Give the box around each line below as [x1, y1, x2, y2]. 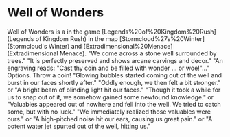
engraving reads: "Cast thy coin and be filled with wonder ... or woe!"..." [7, 64, 210, 72]
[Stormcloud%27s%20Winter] [119, 34, 205, 42]
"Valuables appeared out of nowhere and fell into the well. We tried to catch [7, 100, 221, 108]
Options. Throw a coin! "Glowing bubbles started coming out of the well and [7, 71, 222, 79]
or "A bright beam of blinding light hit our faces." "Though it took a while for [7, 86, 221, 94]
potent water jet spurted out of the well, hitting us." [7, 122, 151, 130]
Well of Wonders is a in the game [7, 27, 101, 36]
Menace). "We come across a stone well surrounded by [59, 49, 217, 58]
